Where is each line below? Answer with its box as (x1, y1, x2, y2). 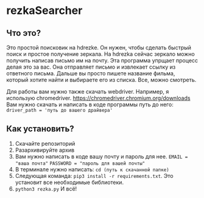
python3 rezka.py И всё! (15, 185, 77, 192)
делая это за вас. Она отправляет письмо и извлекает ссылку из (6, 63, 176, 70)
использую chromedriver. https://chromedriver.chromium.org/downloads (6, 95, 191, 101)
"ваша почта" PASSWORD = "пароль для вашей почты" (15, 160, 146, 166)
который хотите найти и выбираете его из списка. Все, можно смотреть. (6, 77, 197, 83)
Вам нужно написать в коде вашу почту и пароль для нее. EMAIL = (15, 152, 188, 160)
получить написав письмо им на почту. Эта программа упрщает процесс (6, 57, 199, 64)
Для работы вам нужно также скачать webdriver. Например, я (6, 88, 169, 95)
